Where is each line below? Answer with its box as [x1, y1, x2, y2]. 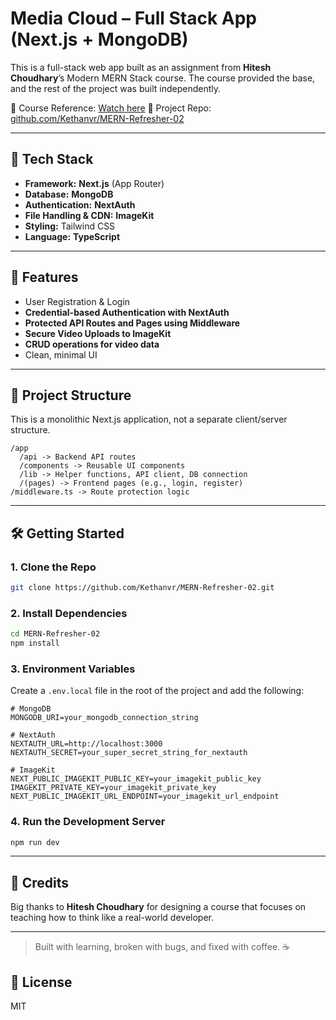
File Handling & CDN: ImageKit [24, 209, 155, 221]
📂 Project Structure [10, 387, 132, 404]
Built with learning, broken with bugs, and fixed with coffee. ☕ [34, 941, 290, 953]
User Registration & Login [24, 295, 131, 307]
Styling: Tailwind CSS [24, 220, 116, 232]
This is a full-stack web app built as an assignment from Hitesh [10, 61, 272, 73]
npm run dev [10, 837, 60, 847]
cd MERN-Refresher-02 [10, 629, 101, 639]
